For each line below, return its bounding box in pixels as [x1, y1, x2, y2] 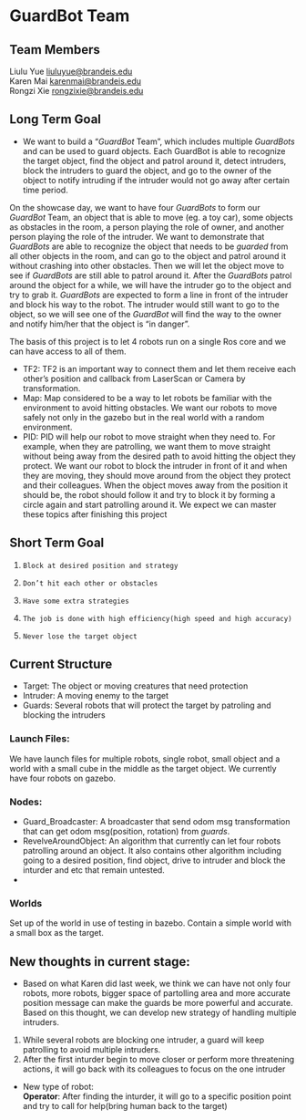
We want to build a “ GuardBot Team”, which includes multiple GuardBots [22, 136, 296, 147]
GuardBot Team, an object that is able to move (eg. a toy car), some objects [9, 212, 293, 223]
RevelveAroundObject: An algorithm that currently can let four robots [22, 835, 281, 846]
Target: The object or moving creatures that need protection [22, 680, 249, 691]
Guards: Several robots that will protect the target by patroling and [22, 700, 271, 711]
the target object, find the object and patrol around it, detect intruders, [22, 155, 287, 166]
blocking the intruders [22, 710, 107, 721]
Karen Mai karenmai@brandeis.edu [9, 76, 142, 87]
